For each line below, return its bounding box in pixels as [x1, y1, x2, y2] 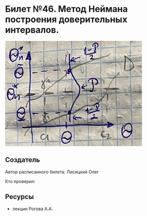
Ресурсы [5, 193, 34, 201]
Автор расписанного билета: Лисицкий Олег [5, 169, 99, 175]
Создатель [5, 156, 40, 164]
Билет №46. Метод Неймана [5, 3, 128, 15]
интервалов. [5, 25, 59, 35]
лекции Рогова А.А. [12, 206, 53, 212]
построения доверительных [5, 14, 128, 25]
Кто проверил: [5, 178, 36, 184]
